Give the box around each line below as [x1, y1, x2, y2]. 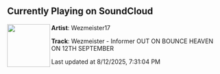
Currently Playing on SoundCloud [7, 5, 154, 17]
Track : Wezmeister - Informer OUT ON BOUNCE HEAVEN [51, 37, 214, 45]
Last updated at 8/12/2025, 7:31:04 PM [51, 58, 161, 66]
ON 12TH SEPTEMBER [51, 44, 114, 52]
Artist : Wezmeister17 [51, 23, 111, 32]
